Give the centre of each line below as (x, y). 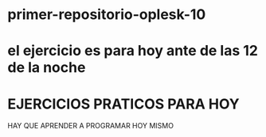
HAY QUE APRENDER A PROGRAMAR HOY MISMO (91, 126)
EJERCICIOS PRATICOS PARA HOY (123, 104)
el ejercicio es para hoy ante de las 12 (133, 51)
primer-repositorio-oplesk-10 (107, 15)
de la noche (47, 68)
